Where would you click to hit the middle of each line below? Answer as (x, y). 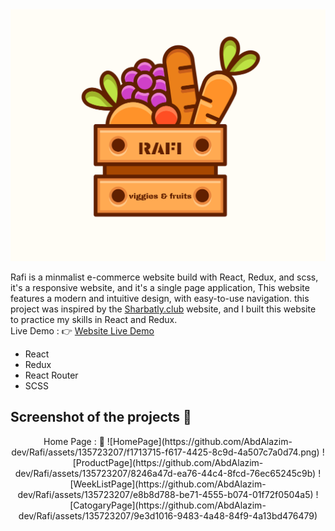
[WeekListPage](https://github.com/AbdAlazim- (168, 484)
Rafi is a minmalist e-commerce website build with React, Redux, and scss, (164, 277)
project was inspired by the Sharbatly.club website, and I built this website (163, 309)
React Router (51, 375)
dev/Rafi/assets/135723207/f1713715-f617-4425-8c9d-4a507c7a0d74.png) (165, 452)
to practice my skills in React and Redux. (94, 320)
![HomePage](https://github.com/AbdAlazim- (199, 441)
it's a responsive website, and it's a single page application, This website (160, 288)
